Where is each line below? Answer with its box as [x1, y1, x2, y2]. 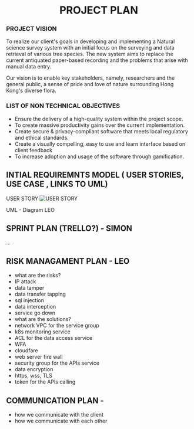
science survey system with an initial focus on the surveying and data [6, 44, 175, 51]
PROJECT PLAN [59, 4, 138, 17]
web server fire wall [14, 353, 63, 361]
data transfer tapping [14, 290, 66, 298]
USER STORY [6, 195, 39, 202]
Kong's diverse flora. [6, 87, 57, 94]
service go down [14, 309, 56, 316]
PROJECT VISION [6, 25, 57, 33]
